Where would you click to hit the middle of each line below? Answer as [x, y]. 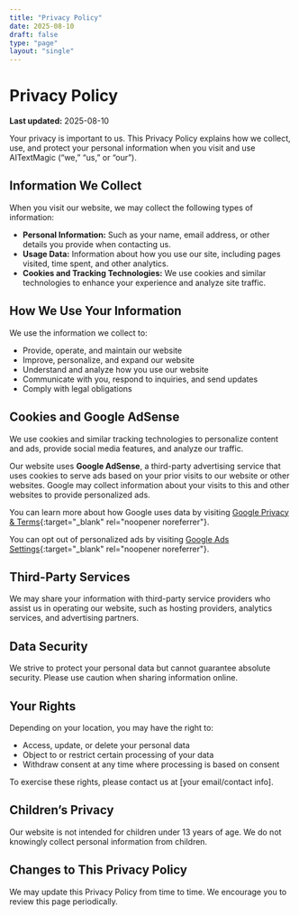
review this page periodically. [64, 901]
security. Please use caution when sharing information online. [124, 678]
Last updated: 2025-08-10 [59, 121]
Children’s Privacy [62, 810]
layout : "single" [42, 51]
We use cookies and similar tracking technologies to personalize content [144, 439]
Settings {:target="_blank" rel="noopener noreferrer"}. [109, 549]
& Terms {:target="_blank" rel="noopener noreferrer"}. [109, 522]
